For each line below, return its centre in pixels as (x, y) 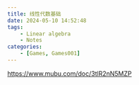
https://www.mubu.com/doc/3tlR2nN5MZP (69, 73)
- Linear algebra (46, 34)
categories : (25, 47)
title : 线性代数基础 (34, 14)
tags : (15, 27)
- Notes (31, 40)
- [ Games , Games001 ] (50, 54)
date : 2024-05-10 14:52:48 (47, 21)
